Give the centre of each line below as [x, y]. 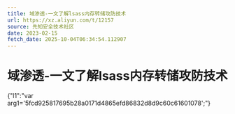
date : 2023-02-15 [33, 33]
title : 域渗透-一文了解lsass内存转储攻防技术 [67, 14]
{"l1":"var [20, 96]
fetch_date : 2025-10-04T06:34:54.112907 [67, 40]
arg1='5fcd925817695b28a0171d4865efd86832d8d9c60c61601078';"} [109, 103]
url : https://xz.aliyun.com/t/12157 [60, 20]
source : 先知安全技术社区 [41, 26]
